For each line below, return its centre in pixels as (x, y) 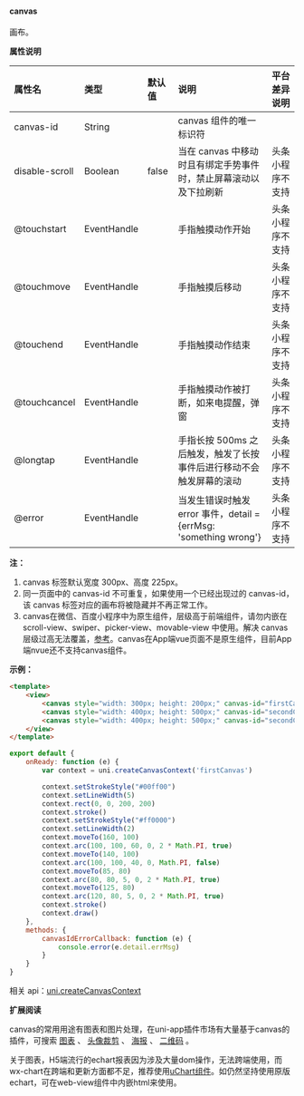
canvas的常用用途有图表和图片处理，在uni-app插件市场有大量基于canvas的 (150, 1029)
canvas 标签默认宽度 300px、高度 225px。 (103, 582)
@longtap (35, 461)
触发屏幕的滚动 (209, 481)
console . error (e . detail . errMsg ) (119, 947)
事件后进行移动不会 (218, 468)
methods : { (46, 930)
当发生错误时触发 (214, 500)
